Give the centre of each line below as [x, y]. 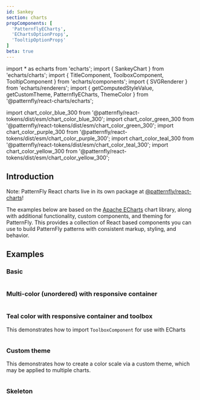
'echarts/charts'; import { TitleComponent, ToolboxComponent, [85, 75]
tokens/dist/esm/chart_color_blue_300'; [56, 119]
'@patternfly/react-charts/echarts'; [50, 101]
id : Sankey [20, 12]
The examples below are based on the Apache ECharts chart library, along [99, 209]
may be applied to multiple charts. [49, 370]
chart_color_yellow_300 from [42, 151]
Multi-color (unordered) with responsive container [82, 294]
